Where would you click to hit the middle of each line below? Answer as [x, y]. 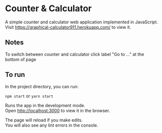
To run [15, 75]
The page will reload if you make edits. [44, 120]
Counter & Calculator [48, 9]
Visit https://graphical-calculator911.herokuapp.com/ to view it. [68, 27]
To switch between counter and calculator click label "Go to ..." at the [75, 54]
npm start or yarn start [29, 96]
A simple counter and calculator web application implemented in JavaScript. [81, 22]
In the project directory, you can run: [42, 86]
